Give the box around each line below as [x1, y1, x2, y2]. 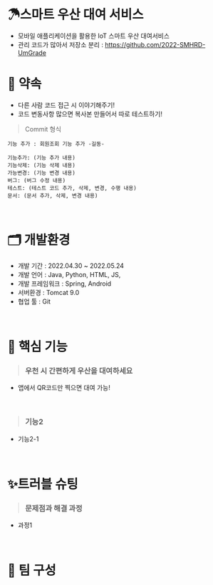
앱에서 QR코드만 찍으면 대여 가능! [17, 384, 110, 392]
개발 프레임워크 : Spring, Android [17, 279, 112, 288]
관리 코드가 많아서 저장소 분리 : [17, 40, 103, 49]
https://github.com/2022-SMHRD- [104, 40, 206, 49]
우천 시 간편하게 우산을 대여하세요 [24, 366, 133, 376]
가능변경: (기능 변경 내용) [7, 169, 76, 176]
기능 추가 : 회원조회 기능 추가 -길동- [7, 140, 105, 147]
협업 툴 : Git [17, 297, 51, 306]
